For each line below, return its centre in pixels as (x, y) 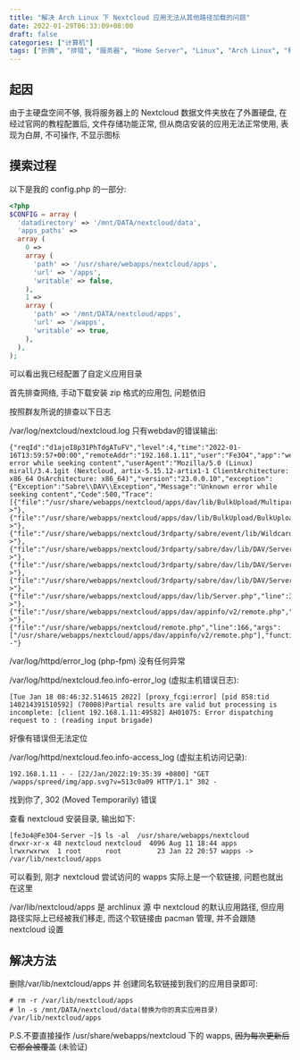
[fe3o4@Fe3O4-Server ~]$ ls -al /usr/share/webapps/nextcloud (129, 836)
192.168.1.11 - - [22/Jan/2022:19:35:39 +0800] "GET (109, 775)
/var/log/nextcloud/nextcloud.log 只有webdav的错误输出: (114, 431)
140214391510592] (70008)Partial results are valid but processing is (143, 705)
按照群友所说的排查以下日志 (60, 411)
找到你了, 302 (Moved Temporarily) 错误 (83, 800)
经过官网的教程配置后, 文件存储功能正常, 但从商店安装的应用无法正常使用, (144, 123)
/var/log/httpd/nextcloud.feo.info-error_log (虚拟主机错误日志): (124, 680)
